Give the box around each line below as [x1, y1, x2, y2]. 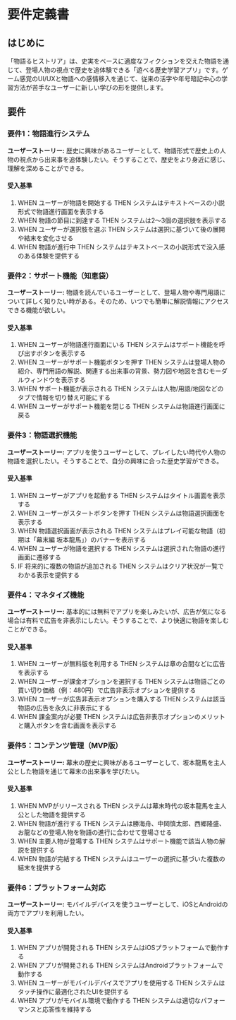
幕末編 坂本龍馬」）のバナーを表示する [36, 535, 147, 544]
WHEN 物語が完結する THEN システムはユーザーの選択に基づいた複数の [17, 854, 225, 862]
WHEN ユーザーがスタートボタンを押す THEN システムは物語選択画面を [17, 509, 225, 517]
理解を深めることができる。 [7, 164, 88, 172]
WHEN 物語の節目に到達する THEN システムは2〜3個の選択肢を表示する [17, 216, 227, 225]
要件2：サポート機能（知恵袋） [7, 271, 113, 280]
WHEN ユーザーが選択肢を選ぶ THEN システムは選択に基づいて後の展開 [17, 225, 225, 233]
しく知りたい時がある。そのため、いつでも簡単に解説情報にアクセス [31, 297, 229, 306]
